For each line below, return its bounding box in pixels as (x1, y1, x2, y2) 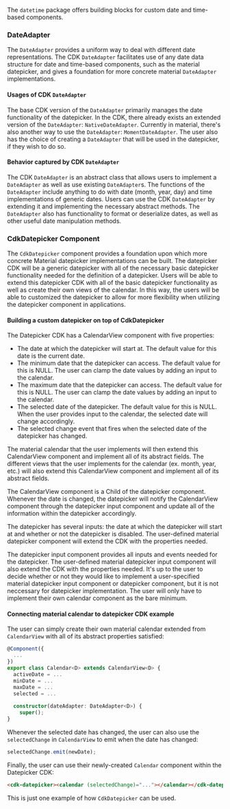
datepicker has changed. (16, 432, 88, 440)
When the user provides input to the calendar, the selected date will (16, 410, 208, 419)
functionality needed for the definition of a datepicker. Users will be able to (7, 271, 218, 279)
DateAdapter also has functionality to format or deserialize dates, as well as (7, 209, 218, 218)
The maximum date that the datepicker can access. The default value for (16, 381, 222, 389)
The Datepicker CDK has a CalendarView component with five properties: (7, 332, 215, 340)
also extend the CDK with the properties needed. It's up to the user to (7, 565, 203, 573)
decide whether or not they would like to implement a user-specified (7, 572, 200, 581)
